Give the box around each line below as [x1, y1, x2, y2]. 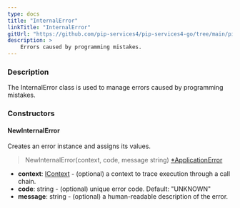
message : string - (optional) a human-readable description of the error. [17, 192, 229, 201]
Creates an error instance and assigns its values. [7, 142, 151, 150]
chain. [17, 177, 36, 186]
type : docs [7, 10, 40, 18]
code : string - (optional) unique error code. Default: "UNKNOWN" [17, 184, 211, 193]
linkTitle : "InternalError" [7, 24, 91, 31]
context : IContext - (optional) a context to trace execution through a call [17, 170, 231, 178]
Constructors [7, 108, 55, 118]
